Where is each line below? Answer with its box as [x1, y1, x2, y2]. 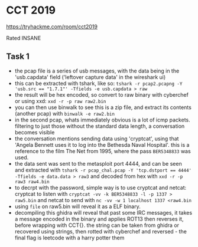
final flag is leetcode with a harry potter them [14, 234, 125, 241]
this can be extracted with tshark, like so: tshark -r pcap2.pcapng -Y [14, 80, 183, 87]
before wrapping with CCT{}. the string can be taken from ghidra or [14, 222, 179, 229]
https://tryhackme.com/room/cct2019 [6, 23, 98, 30]
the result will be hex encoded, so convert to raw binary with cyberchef [14, 91, 189, 98]
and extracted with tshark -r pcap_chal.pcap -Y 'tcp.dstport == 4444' [14, 166, 192, 173]
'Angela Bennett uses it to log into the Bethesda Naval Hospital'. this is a [14, 141, 190, 148]
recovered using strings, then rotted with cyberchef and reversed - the [14, 228, 187, 235]
